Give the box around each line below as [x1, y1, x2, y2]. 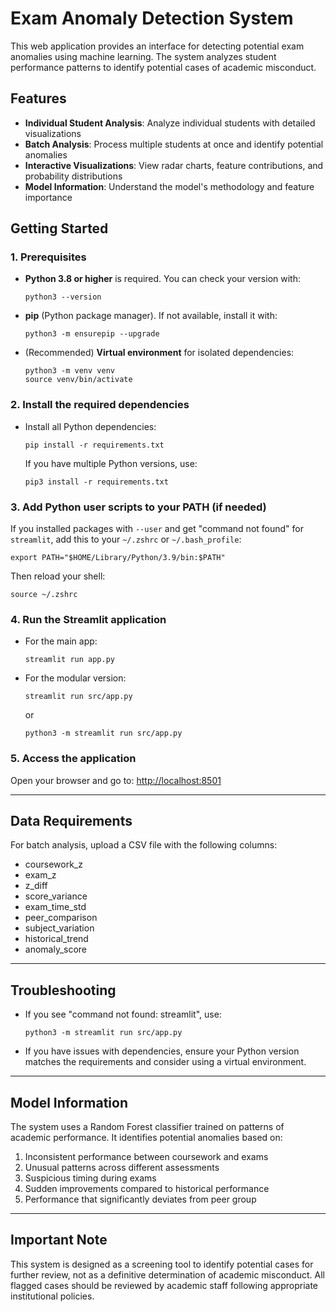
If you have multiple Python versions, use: [24, 457, 198, 469]
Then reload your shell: [10, 570, 106, 582]
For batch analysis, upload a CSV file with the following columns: [10, 839, 278, 851]
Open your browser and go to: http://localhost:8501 [10, 774, 222, 786]
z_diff [24, 880, 48, 892]
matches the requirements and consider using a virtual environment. [24, 1056, 307, 1068]
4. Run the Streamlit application [10, 612, 167, 626]
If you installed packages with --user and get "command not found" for [10, 523, 304, 535]
